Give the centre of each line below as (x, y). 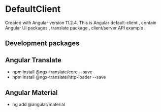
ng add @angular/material (38, 104)
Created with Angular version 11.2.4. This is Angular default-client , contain (81, 23)
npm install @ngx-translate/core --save (52, 72)
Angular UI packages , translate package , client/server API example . (76, 28)
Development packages (42, 43)
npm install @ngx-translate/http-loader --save (59, 77)
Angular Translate (33, 60)
